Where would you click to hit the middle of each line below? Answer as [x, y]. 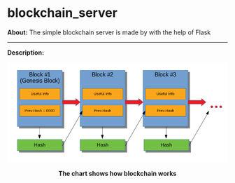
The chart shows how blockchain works [117, 174]
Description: [26, 52]
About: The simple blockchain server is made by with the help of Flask [109, 32]
